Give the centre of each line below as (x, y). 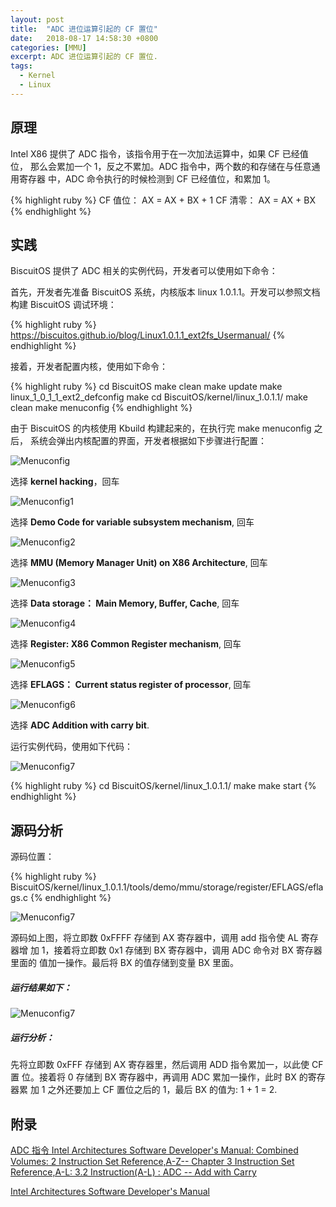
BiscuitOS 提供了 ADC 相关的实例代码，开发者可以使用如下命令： (144, 271)
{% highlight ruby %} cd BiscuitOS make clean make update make (146, 387)
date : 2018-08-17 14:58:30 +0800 (84, 38)
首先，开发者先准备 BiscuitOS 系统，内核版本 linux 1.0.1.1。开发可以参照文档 (165, 292)
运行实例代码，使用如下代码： (71, 747)
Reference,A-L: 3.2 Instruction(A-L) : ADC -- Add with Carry (133, 1172)
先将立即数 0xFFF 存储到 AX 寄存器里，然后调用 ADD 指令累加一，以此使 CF (167, 1065)
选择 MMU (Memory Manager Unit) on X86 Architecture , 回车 (139, 563)
